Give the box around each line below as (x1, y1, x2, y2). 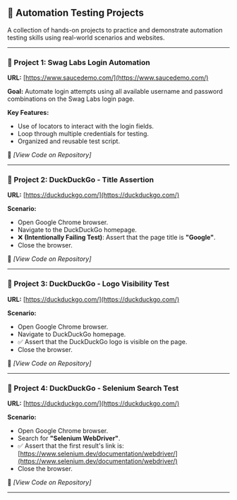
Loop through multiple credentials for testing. (17, 130, 150, 138)
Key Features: (7, 109, 49, 117)
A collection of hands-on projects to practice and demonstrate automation (7, 25, 223, 34)
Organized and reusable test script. (17, 137, 121, 145)
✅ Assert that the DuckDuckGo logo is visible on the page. (17, 337, 188, 346)
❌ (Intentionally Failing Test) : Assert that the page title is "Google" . (17, 233, 217, 242)
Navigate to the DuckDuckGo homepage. (17, 226, 138, 234)
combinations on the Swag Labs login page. (7, 94, 135, 103)
